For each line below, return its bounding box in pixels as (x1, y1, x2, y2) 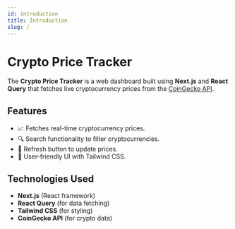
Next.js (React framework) (17, 191, 96, 199)
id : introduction (7, 10, 59, 18)
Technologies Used (7, 173, 94, 185)
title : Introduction (7, 17, 68, 24)
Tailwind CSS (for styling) (17, 206, 93, 215)
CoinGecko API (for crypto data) (17, 213, 113, 222)
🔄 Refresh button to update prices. (17, 145, 118, 154)
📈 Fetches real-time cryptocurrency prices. (17, 124, 145, 132)
